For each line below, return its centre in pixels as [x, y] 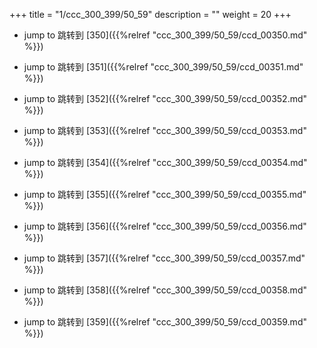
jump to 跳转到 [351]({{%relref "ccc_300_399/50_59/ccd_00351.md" [163, 67]
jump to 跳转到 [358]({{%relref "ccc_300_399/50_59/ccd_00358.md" [165, 290]
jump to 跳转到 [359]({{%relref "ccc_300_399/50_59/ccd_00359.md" [165, 322]
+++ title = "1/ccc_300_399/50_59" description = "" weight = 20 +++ [150, 14]
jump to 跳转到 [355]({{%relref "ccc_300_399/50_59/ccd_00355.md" [165, 194]
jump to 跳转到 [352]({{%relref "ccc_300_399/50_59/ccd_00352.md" [165, 98]
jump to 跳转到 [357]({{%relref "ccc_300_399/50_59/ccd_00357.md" [164, 258]
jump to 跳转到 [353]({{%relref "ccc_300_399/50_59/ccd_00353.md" [165, 130]
